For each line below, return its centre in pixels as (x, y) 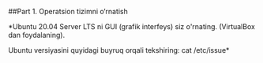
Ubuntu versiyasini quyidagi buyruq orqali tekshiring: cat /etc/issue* (119, 50)
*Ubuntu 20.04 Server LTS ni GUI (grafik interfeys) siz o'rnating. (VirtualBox (131, 26)
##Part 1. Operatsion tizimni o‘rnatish (68, 11)
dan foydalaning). (37, 35)
